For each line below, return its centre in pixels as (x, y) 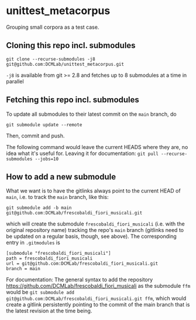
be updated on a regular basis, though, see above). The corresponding (91, 237)
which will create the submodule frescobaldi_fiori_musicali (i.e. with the (96, 224)
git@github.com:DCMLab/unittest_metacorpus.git (65, 64)
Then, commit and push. (35, 136)
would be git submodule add (40, 292)
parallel (15, 81)
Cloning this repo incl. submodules (71, 46)
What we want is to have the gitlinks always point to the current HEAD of (93, 191)
